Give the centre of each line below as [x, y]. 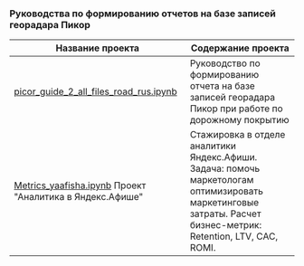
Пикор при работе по [236, 109]
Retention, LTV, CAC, [234, 236]
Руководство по [225, 63]
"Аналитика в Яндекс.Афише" [79, 197]
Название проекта [98, 48]
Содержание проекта [240, 48]
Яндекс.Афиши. [223, 157]
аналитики [213, 146]
